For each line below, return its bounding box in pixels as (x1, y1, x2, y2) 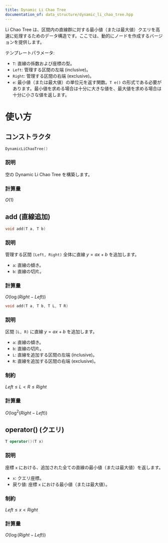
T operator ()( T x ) (5, 439, 44, 444)
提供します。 (18, 39, 45, 45)
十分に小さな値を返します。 (12, 91, 70, 98)
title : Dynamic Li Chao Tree (5, 7, 66, 13)
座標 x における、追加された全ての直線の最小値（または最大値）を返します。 (5, 464, 163, 470)
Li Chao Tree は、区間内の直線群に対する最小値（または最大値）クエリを (5, 26, 156, 33)
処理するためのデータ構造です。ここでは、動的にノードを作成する (14, 33, 150, 39)
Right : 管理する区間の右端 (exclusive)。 (12, 73, 94, 79)
